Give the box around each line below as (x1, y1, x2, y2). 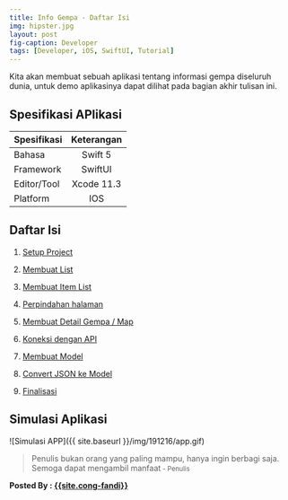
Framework (13, 162, 62, 175)
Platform (13, 192, 50, 205)
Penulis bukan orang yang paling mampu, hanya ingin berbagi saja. (31, 452, 280, 463)
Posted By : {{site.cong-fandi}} (9, 479, 128, 490)
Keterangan (71, 133, 123, 145)
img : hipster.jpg (9, 22, 74, 31)
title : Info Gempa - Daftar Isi (9, 13, 130, 22)
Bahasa (13, 148, 46, 161)
